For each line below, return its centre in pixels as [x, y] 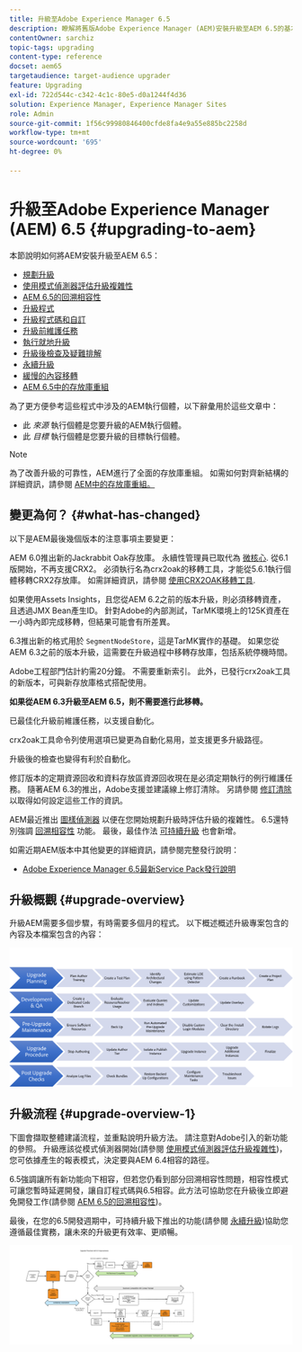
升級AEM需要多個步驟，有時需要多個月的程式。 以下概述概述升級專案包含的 [149, 923]
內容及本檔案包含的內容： [57, 934]
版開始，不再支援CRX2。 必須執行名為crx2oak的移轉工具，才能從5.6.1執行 [147, 569]
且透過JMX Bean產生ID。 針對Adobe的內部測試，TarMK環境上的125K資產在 [150, 610]
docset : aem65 [36, 67]
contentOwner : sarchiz [52, 38]
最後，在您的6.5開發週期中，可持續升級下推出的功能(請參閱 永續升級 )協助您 [149, 1220]
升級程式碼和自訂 [54, 319]
